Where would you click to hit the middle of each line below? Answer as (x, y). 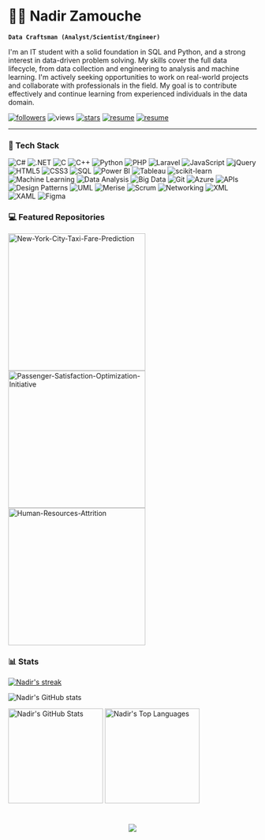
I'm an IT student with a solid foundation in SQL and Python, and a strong (127, 51)
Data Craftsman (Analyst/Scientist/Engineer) (84, 37)
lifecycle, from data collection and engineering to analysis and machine (124, 68)
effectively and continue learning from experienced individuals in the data (128, 93)
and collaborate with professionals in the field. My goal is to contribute (123, 85)
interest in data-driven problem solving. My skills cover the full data (118, 60)
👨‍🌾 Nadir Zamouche (75, 16)
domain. (21, 102)
